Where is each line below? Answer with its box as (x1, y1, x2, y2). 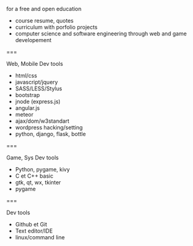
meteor (15, 111, 34, 118)
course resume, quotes (15, 17, 74, 24)
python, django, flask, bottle (15, 131, 86, 137)
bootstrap (15, 92, 40, 98)
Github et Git (15, 221, 48, 228)
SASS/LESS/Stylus (15, 85, 62, 92)
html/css (15, 72, 38, 79)
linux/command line (15, 234, 65, 241)
